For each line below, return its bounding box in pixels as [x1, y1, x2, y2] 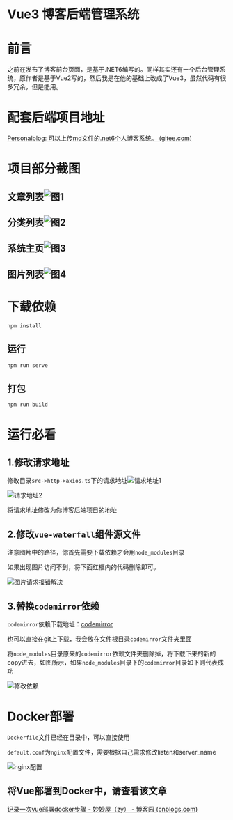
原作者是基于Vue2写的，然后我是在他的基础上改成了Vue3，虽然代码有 [19, 74, 220, 82]
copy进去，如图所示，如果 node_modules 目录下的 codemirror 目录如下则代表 [7, 658, 218, 666]
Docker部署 [7, 709, 74, 725]
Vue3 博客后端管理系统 [7, 6, 140, 22]
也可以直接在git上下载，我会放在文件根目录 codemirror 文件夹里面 [7, 635, 193, 643]
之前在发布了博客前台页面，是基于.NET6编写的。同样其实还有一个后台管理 [7, 65, 220, 74]
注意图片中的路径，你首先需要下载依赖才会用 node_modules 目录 [7, 548, 185, 557]
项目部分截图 [7, 161, 81, 177]
